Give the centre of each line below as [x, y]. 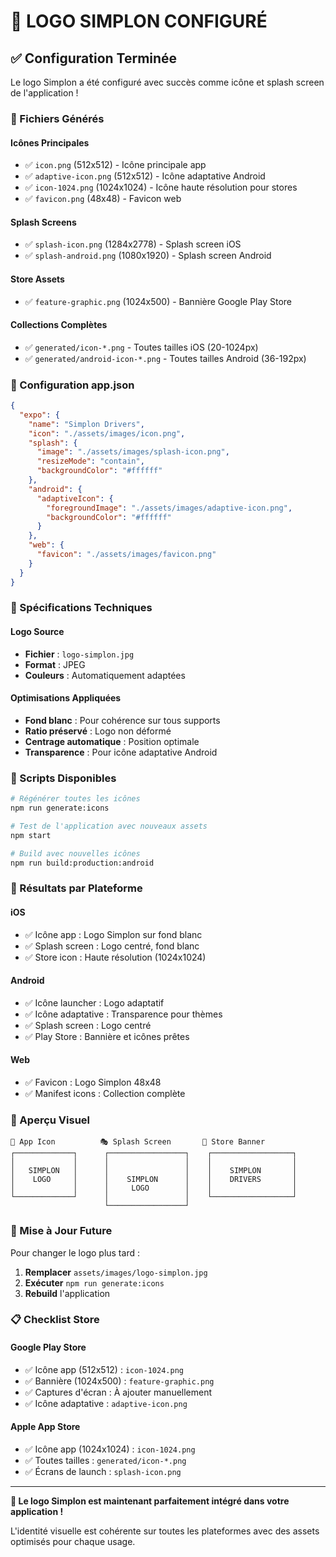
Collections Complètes [59, 325]
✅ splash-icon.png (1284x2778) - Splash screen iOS [133, 244]
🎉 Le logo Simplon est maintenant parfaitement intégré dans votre [150, 1501]
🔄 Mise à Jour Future [61, 1231]
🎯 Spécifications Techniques [81, 608]
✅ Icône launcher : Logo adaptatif [94, 1002]
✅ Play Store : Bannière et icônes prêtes [107, 1036]
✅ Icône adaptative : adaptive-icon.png [106, 1403]
